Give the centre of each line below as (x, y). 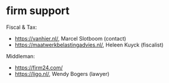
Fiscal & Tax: (22, 27)
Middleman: (21, 56)
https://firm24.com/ (39, 67)
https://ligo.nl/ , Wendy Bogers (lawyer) (62, 74)
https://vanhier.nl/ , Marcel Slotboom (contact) (70, 38)
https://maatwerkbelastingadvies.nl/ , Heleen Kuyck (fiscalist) (89, 45)
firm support (38, 11)
